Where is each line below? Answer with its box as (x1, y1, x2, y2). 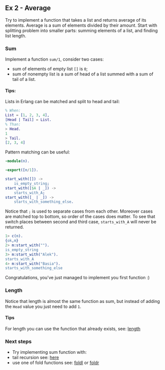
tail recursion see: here (12, 355, 59, 361)
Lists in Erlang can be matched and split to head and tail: (5, 99, 120, 105)
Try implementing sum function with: (12, 349, 87, 355)
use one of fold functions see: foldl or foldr (12, 360, 99, 366)
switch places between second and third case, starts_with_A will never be (5, 219, 157, 225)
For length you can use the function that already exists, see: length (5, 326, 141, 332)
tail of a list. (12, 76, 36, 82)
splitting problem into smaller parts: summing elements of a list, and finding (5, 27, 158, 34)
